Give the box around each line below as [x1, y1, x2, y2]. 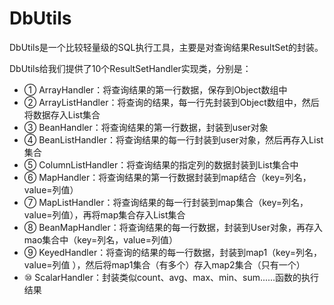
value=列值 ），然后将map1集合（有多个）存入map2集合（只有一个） [23, 258, 306, 271]
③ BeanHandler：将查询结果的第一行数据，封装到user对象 [23, 121, 269, 133]
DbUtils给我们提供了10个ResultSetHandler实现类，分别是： [9, 62, 252, 74]
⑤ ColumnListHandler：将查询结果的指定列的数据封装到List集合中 [23, 158, 299, 171]
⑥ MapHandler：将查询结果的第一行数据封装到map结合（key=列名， [23, 171, 312, 183]
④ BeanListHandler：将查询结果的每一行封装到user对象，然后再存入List [23, 133, 324, 146]
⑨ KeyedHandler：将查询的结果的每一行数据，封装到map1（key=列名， [23, 246, 322, 258]
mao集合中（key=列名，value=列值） [23, 233, 178, 246]
